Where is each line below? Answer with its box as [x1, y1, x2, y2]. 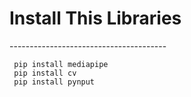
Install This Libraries [9, 7, 182, 30]
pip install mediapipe [13, 59, 109, 69]
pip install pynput [13, 77, 96, 87]
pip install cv [13, 68, 77, 78]
